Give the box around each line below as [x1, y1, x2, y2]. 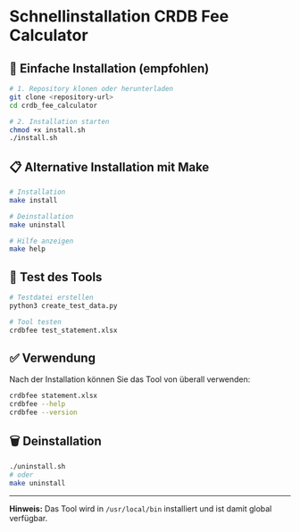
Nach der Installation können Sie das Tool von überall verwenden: [9, 374, 251, 385]
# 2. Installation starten [9, 117, 110, 126]
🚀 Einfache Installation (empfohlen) [9, 61, 210, 76]
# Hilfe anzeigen [9, 237, 74, 245]
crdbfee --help [9, 400, 66, 409]
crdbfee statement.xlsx [9, 391, 98, 401]
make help [9, 245, 46, 254]
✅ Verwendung [9, 351, 96, 366]
